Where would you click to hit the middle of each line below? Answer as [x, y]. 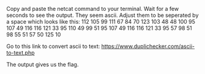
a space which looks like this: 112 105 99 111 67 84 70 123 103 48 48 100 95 [101, 22]
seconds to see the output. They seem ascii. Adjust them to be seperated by [102, 15]
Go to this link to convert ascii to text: [53, 46]
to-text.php [20, 53]
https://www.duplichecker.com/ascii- [148, 46]
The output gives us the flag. [43, 64]
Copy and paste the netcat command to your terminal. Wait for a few [93, 9]
